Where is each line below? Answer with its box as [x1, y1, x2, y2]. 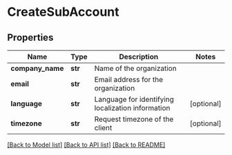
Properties [7, 32, 54, 43]
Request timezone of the [94, 114, 174, 124]
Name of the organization [94, 63, 177, 73]
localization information [94, 103, 171, 112]
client [94, 123, 113, 132]
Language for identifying [94, 94, 175, 104]
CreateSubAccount [7, 4, 119, 20]
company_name [10, 63, 64, 73]
